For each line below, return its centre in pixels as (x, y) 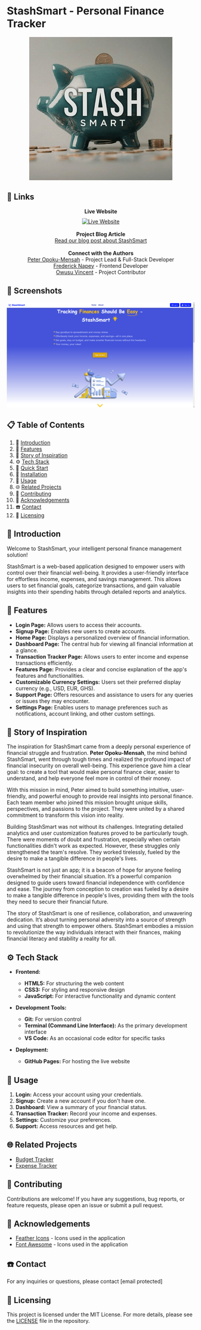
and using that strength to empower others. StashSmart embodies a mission (100, 926)
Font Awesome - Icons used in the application (72, 1245)
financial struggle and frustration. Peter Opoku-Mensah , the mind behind (97, 753)
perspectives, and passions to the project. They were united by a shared (96, 809)
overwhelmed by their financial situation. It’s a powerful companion (89, 877)
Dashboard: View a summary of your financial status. (81, 1107)
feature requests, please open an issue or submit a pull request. (85, 1205)
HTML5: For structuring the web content (74, 983)
